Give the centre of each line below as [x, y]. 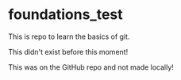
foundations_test [65, 15]
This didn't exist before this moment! [68, 51]
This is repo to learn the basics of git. [69, 36]
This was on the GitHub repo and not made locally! [91, 67]
